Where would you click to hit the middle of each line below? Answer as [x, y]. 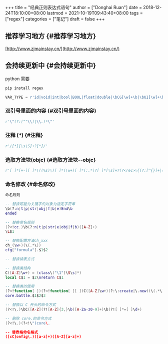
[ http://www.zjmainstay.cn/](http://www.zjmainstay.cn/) [62, 49]
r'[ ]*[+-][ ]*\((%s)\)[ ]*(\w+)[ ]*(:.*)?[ [52, 171]
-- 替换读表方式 [20, 259]
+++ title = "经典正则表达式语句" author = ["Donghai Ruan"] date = [74, 7]
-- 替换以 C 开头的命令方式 [30, 305]
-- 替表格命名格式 [22, 332]
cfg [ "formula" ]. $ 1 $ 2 [27, 250]
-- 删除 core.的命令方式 [28, 318]
